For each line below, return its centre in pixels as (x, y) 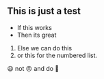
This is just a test (44, 11)
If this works (35, 27)
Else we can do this (44, 48)
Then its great (37, 35)
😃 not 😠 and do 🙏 (33, 68)
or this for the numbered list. (57, 55)
